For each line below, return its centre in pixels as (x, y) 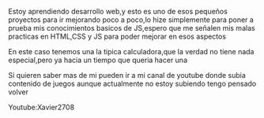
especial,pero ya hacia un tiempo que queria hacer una (98, 60)
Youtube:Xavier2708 (41, 107)
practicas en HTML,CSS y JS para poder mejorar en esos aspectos (117, 36)
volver (19, 92)
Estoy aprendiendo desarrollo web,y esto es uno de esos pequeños (118, 11)
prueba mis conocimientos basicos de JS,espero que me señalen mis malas (132, 28)
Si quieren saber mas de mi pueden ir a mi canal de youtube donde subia (127, 75)
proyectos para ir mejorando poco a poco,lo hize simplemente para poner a (131, 20)
